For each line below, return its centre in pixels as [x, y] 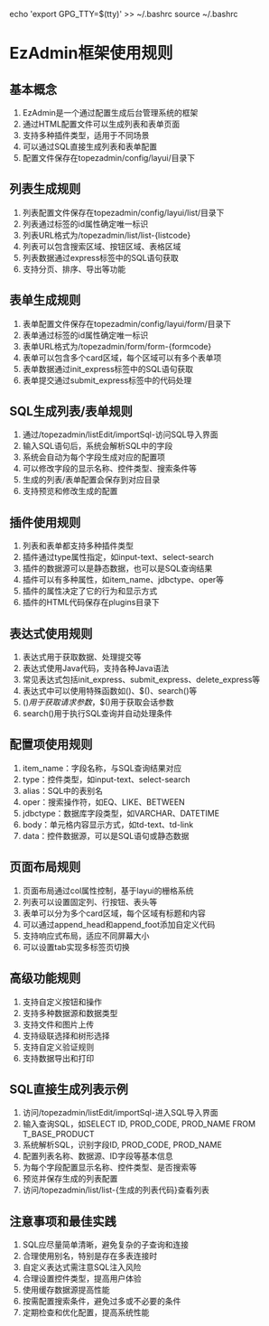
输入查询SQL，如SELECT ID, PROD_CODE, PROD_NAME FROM [139, 1124]
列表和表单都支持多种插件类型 [78, 546]
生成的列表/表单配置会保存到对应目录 [91, 480]
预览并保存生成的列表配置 [70, 1179]
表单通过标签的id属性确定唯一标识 [85, 335]
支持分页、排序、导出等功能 [74, 269]
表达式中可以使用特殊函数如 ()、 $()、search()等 [110, 691]
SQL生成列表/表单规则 [71, 411]
